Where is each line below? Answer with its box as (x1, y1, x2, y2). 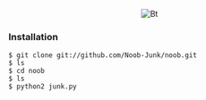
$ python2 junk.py (8, 82, 77, 91)
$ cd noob (8, 67, 46, 76)
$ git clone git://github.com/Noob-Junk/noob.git (8, 51, 198, 60)
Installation (8, 30, 59, 43)
